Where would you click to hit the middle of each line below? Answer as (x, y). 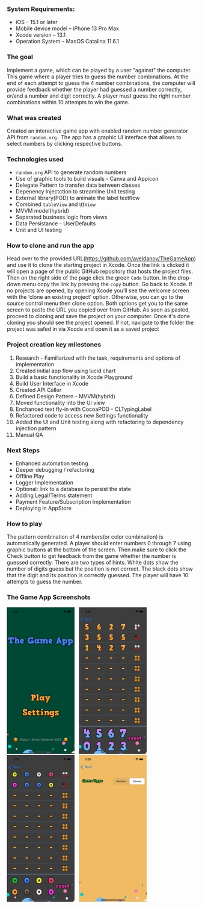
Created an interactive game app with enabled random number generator (97, 131)
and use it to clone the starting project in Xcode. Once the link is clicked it (98, 265)
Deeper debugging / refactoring (55, 470)
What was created (34, 117)
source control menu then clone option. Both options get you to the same (97, 304)
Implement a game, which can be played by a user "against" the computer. (99, 70)
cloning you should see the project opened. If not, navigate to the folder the (100, 323)
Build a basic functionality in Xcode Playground (74, 377)
